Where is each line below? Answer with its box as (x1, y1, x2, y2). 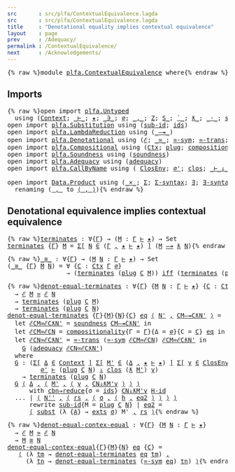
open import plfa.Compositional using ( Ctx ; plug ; (7, 143, 185, 151)
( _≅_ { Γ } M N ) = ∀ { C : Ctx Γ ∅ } (7, 262, 122, 270)
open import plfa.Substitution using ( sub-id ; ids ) (7, 120, 189, 129)
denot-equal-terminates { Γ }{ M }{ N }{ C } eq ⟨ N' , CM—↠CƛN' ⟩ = (7, 311, 222, 319)
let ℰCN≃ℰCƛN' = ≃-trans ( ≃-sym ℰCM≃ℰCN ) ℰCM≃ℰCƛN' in (14, 335, 207, 344)
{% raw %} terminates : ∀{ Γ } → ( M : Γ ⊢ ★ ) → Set (7, 235, 177, 242)
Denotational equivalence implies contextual (7, 205, 206, 217)
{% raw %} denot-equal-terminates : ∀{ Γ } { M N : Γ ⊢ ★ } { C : (7, 282, 218, 290)
